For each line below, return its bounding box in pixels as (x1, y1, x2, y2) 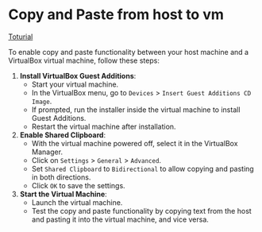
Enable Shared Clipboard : (19, 130, 106, 140)
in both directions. (31, 172, 91, 182)
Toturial (8, 32, 33, 41)
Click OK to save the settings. (31, 180, 125, 190)
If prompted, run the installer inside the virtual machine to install (31, 105, 241, 114)
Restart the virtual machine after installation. (31, 122, 176, 131)
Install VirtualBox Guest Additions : (19, 71, 137, 80)
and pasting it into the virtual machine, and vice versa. (31, 215, 209, 224)
